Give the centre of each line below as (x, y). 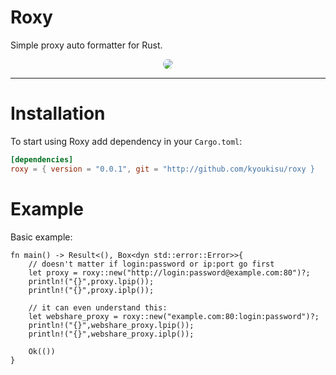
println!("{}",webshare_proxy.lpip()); (111, 325)
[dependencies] (42, 159)
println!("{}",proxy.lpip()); (91, 281)
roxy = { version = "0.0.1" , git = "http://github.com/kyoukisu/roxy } (162, 169)
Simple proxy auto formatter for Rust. (86, 45)
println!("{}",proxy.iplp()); (91, 290)
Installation (58, 113)
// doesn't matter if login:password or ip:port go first (151, 264)
